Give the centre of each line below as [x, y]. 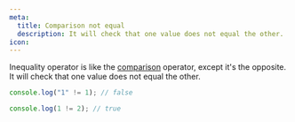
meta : [19, 17]
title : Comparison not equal [71, 26]
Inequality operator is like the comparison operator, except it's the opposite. [148, 67]
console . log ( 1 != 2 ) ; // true [65, 109]
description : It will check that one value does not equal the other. [151, 34]
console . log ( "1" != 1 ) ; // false [71, 93]
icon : [19, 42]
